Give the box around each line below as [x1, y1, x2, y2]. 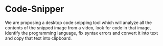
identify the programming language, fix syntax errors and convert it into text [5, 30, 158, 36]
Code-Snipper [5, 3, 65, 15]
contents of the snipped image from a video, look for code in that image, [5, 24, 151, 30]
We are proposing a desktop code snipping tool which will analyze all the [5, 20, 152, 25]
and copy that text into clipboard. [5, 35, 72, 41]
